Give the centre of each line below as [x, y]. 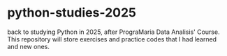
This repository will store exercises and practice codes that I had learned [112, 39]
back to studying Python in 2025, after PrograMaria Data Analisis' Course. [113, 32]
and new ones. [29, 46]
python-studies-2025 [72, 13]
